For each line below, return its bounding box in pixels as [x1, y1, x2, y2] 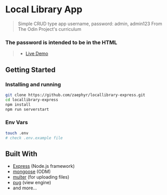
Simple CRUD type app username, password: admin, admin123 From [17, 21, 162, 27]
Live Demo [25, 50, 49, 57]
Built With [5, 149, 37, 158]
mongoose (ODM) [12, 168, 51, 175]
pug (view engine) [12, 180, 51, 186]
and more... [12, 185, 37, 191]
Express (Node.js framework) [12, 163, 75, 169]
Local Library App [5, 4, 83, 15]
